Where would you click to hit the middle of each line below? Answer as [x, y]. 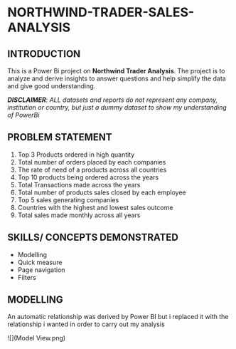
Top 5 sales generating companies [68, 199]
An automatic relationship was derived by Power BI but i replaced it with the [118, 317]
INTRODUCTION [44, 54]
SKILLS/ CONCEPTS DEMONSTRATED [93, 238]
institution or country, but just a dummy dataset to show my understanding [117, 107]
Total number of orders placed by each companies [92, 162]
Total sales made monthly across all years [79, 215]
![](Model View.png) [37, 338]
